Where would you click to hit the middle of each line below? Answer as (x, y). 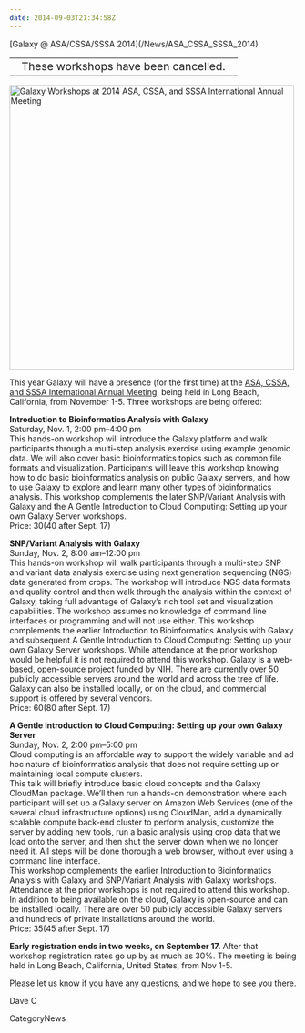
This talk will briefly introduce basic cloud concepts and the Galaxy (135, 783)
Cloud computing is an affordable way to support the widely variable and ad (152, 754)
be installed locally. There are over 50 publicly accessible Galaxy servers (146, 909)
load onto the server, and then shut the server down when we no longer (144, 841)
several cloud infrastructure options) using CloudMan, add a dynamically (146, 812)
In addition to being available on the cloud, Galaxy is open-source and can (149, 899)
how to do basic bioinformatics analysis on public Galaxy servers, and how (150, 477)
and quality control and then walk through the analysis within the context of (151, 592)
